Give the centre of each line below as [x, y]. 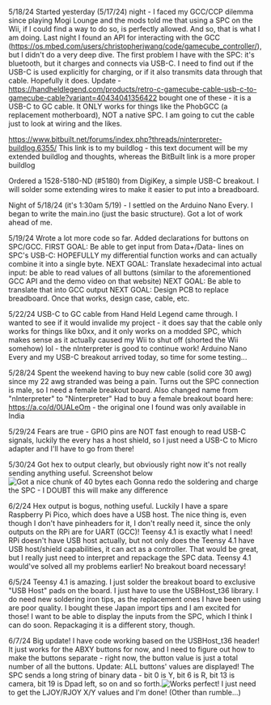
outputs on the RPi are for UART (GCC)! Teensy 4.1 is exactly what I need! [131, 532]
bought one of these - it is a [205, 98]
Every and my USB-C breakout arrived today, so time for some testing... [128, 357]
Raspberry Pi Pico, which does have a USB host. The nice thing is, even [127, 515]
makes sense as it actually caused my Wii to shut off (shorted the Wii [123, 340]
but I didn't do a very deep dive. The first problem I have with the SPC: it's [131, 55]
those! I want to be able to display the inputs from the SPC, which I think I [130, 616]
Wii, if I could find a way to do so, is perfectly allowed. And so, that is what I [134, 29]
